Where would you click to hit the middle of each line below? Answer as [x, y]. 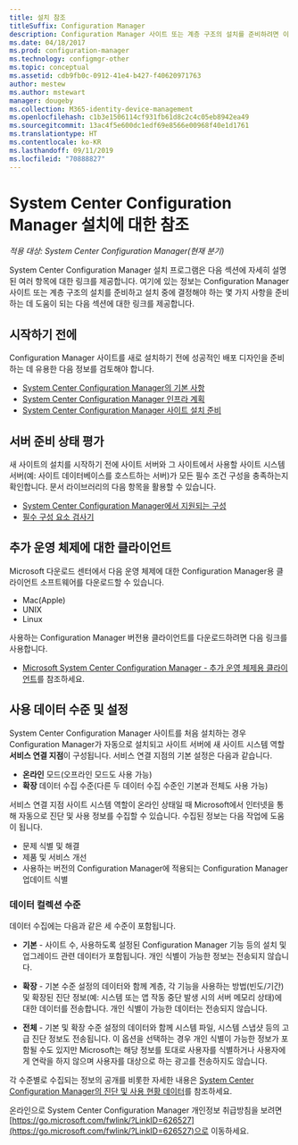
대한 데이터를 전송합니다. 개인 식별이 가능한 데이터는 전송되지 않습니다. [145, 1008]
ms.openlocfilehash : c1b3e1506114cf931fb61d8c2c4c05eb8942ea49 [129, 117]
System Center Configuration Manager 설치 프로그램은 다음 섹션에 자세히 [140, 270]
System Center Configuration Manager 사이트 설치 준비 [121, 410]
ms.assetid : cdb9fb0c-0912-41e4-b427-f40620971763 [105, 76]
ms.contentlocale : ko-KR [55, 142]
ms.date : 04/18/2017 [48, 42]
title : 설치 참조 [38, 17]
